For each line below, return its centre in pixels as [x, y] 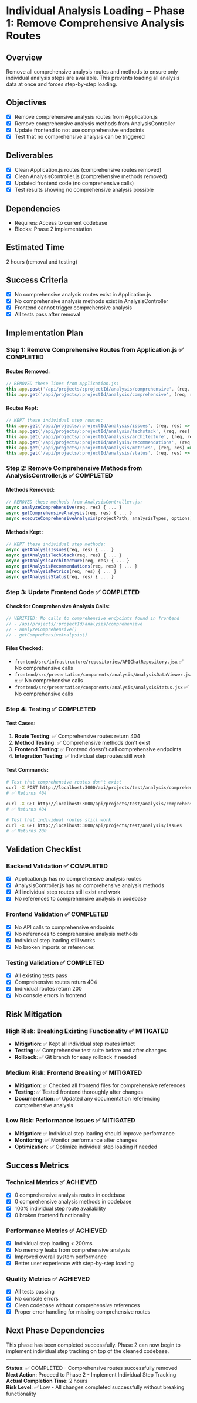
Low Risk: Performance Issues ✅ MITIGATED [71, 1121]
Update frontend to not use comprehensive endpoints [79, 130]
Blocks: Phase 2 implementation [53, 229]
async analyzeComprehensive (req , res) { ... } [64, 508]
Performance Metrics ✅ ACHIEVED [57, 1231]
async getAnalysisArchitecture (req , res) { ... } [68, 561]
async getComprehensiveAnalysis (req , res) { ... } [69, 513]
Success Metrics [38, 1166]
